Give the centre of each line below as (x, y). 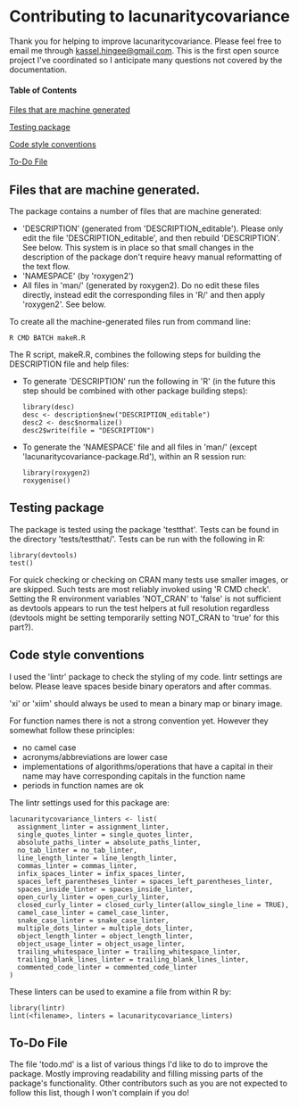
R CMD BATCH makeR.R (48, 338)
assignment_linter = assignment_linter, (93, 827)
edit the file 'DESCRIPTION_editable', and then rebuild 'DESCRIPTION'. (151, 237)
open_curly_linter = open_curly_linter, (93, 897)
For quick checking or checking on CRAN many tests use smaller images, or (149, 579)
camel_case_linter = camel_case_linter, (93, 913)
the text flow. (46, 266)
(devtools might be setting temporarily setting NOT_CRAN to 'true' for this (144, 617)
